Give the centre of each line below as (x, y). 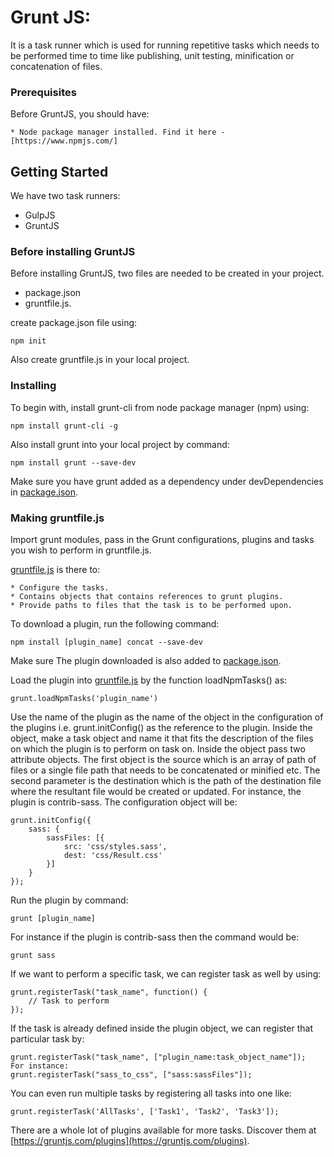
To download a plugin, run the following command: (115, 623)
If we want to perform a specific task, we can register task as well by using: (166, 973)
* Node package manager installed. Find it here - (118, 132)
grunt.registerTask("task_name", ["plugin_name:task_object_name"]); (158, 1057)
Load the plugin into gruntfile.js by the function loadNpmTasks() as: (149, 680)
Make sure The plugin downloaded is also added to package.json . (146, 660)
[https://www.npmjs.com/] (64, 141)
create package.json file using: (74, 323)
